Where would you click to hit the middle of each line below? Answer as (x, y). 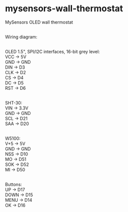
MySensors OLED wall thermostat (39, 22)
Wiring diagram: (21, 37)
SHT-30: (14, 103)
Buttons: (13, 184)
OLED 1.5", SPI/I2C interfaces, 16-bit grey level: (52, 52)
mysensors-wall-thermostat (64, 9)
